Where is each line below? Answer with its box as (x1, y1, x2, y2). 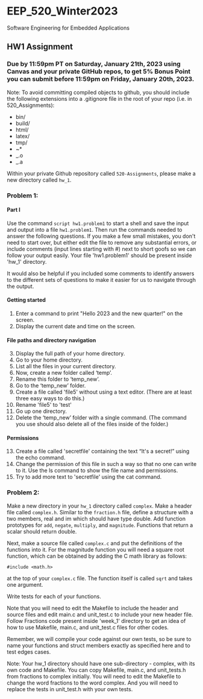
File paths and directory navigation (7, 336, 96, 343)
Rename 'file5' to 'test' (15, 401, 72, 409)
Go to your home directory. (15, 356, 83, 363)
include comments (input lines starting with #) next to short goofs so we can (7, 245, 196, 252)
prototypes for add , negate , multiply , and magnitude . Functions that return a (7, 521, 193, 529)
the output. (7, 282, 34, 290)
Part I (7, 206, 20, 214)
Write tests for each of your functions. (7, 593, 101, 600)
